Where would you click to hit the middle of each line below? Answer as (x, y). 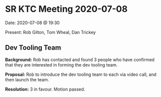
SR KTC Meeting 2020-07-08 (66, 9)
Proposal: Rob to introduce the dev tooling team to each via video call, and (81, 74)
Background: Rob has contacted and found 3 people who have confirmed (80, 60)
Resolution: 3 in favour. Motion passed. (45, 89)
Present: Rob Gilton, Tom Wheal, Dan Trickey (51, 32)
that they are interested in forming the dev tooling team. (61, 65)
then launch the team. (27, 79)
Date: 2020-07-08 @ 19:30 (32, 23)
